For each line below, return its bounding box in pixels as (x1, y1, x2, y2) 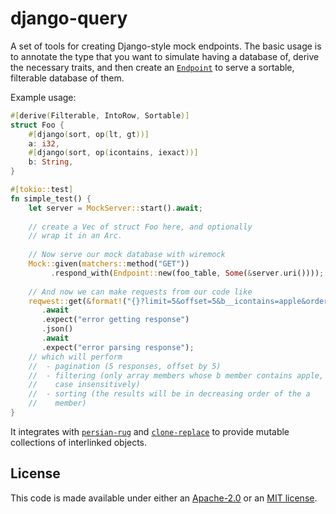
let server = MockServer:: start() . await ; (28, 203, 203, 213)
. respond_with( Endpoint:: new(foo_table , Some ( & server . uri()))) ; (50, 268, 325, 278)
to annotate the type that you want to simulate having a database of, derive (10, 50, 320, 62)
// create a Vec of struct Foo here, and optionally (28, 222, 253, 232)
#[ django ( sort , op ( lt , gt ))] (28, 129, 150, 139)
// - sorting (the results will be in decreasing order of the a (28, 389, 311, 399)
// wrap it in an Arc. (28, 231, 123, 241)
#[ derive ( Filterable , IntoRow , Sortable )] (10, 110, 190, 121)
